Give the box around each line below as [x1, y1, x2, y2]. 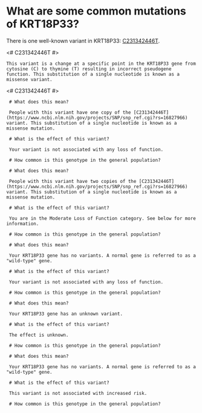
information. [6, 220, 39, 226]
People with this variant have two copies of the [8, 178, 137, 184]
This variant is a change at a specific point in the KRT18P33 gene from [6, 61, 197, 67]
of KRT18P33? [6, 17, 80, 31]
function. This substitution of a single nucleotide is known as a [6, 71, 180, 77]
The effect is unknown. [8, 332, 69, 338]
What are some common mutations [6, 4, 186, 18]
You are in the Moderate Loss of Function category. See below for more [8, 215, 197, 222]
